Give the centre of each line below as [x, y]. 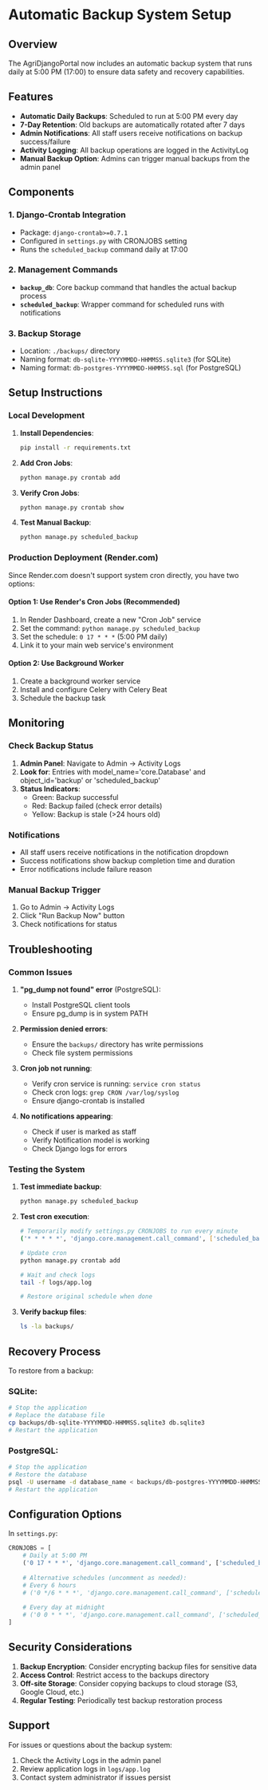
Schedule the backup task [63, 698]
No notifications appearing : [66, 1116]
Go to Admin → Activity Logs [67, 907]
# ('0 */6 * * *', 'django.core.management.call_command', [123, 1593]
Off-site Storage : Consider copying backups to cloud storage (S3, [128, 1683]
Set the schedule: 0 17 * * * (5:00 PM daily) [93, 636]
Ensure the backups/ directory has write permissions [117, 1044]
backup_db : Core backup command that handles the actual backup [128, 287]
